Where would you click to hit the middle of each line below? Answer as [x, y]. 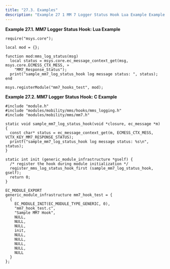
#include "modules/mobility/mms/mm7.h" [48, 115]
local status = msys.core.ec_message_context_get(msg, [69, 61]
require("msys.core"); [29, 39]
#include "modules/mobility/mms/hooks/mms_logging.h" [64, 110]
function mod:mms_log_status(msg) [42, 56]
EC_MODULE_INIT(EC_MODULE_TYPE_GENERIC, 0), [62, 204]
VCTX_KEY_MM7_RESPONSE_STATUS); [39, 137]
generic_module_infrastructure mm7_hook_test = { [59, 195]
